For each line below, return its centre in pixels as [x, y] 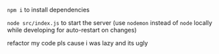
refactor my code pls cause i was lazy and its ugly [78, 43]
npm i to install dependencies [49, 10]
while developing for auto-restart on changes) [72, 30]
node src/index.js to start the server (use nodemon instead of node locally [109, 23]
